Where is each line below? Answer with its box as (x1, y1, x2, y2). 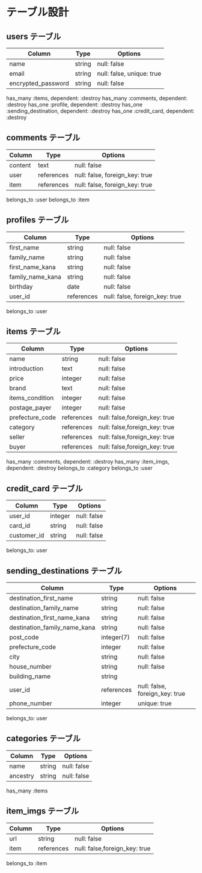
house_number (9, 663, 52, 671)
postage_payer (9, 403, 52, 412)
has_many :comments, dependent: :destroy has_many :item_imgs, (6, 458, 170, 465)
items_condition (9, 394, 54, 402)
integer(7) (101, 633, 130, 642)
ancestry (9, 771, 34, 780)
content (9, 161, 31, 169)
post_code (9, 633, 39, 642)
